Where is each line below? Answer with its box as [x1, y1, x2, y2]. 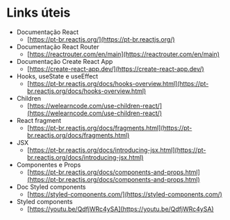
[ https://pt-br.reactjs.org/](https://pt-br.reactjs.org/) [26, 35, 175, 43]
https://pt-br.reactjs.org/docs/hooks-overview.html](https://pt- [29, 79, 209, 87]
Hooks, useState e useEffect [16, 71, 99, 81]
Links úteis [6, 5, 71, 21]
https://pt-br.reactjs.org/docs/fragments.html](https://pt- [29, 124, 192, 132]
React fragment [16, 116, 62, 124]
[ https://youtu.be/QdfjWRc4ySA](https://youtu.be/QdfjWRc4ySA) [26, 205, 214, 213]
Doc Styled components [16, 183, 86, 191]
